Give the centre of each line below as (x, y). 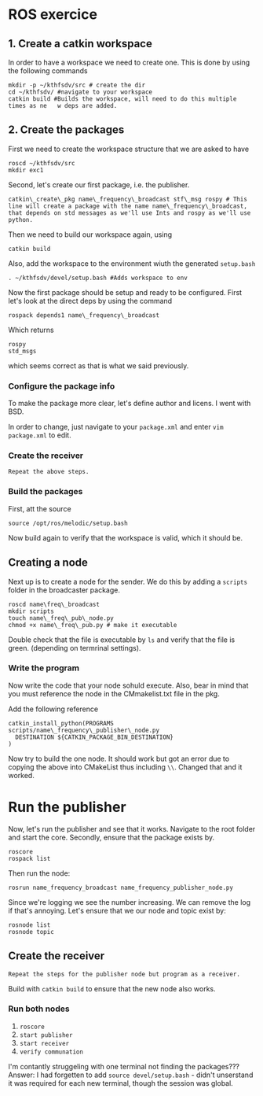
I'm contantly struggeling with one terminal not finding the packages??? (124, 1066)
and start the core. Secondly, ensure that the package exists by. (111, 837)
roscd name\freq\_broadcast (54, 604)
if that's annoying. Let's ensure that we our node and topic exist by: (117, 910)
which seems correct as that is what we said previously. (99, 365)
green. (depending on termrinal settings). (75, 648)
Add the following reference (53, 709)
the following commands (48, 71)
